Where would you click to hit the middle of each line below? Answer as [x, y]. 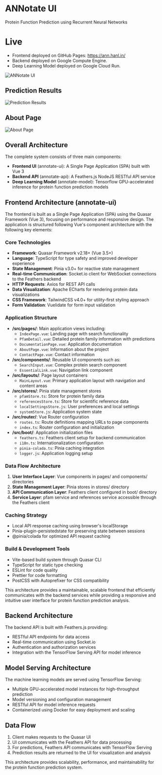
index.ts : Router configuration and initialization [67, 427]
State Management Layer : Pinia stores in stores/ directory [71, 487]
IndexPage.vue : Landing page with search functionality [74, 334]
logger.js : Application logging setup [56, 453]
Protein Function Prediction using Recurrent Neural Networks [66, 22]
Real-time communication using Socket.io [54, 642]
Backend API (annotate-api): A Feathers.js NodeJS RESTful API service [84, 177]
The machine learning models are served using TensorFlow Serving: [73, 680]
